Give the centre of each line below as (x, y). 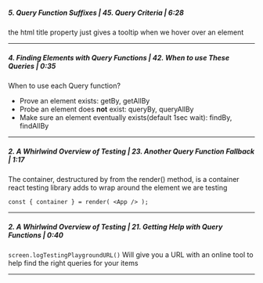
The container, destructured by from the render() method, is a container (124, 179)
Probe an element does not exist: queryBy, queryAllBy (106, 109)
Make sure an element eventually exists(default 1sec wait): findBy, (126, 117)
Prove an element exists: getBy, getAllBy (85, 100)
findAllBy (34, 125)
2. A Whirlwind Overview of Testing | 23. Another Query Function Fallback (131, 151)
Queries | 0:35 (32, 66)
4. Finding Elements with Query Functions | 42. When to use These (119, 57)
